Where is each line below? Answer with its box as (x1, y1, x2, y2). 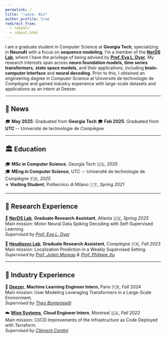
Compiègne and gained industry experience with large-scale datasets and (5, 81, 156, 87)
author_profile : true (5, 16, 50, 21)
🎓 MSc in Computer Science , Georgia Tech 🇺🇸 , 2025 (5, 161, 118, 167)
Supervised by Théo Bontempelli (5, 300, 72, 306)
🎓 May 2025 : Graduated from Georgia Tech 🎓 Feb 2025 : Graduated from (5, 118, 159, 124)
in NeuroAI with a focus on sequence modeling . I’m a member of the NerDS (5, 49, 161, 55)
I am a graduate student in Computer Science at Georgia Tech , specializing (5, 44, 159, 49)
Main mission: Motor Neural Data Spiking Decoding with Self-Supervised (5, 221, 153, 227)
